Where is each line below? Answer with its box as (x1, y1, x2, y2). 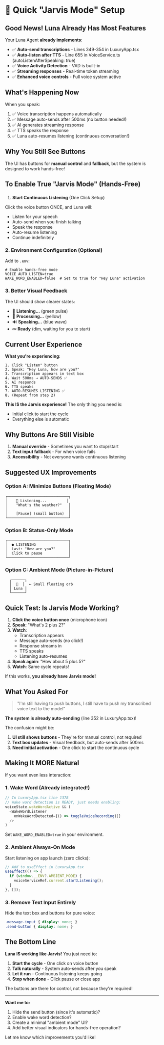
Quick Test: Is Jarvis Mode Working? (5, 604, 120, 612)
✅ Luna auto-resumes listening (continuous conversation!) (12, 133, 130, 139)
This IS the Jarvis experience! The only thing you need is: (5, 402, 123, 407)
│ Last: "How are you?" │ (5, 547, 71, 552)
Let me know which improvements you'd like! (5, 1034, 96, 1040)
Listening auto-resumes (19, 653, 67, 659)
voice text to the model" (17, 706, 66, 712)
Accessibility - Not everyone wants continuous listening (12, 454, 126, 460)
